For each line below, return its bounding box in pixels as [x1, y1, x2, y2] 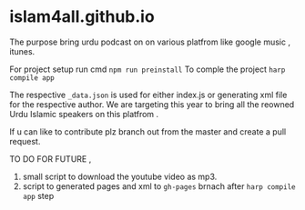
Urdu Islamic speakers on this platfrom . [9, 108, 159, 119]
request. [9, 135, 41, 146]
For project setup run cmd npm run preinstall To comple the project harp [9, 64, 286, 75]
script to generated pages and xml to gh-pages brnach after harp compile [22, 180, 296, 192]
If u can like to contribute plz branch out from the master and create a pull [9, 125, 287, 137]
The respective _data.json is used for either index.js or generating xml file [9, 89, 288, 100]
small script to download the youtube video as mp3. [22, 171, 218, 182]
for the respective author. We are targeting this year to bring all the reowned [9, 98, 295, 110]
